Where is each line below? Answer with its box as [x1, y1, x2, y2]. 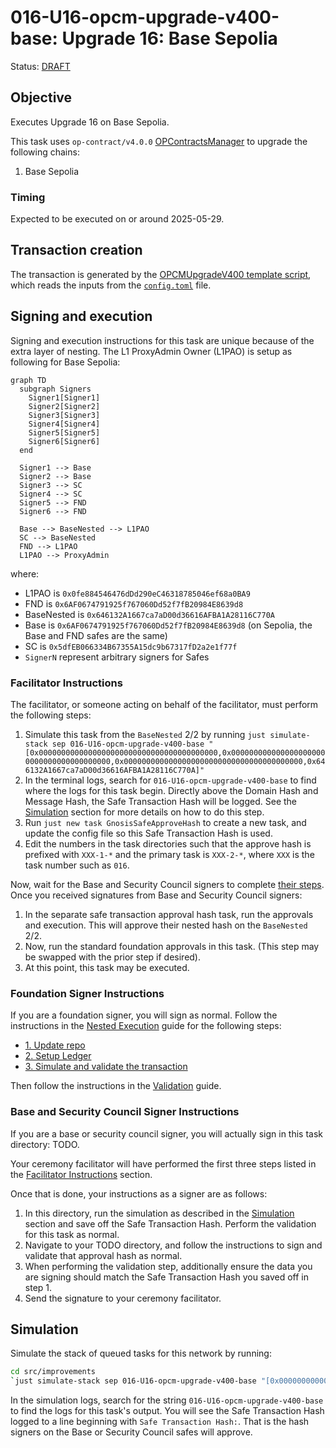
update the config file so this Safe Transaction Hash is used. [24, 827, 273, 839]
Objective [10, 89, 73, 106]
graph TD [10, 375, 47, 385]
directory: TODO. [10, 1138, 80, 1150]
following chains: [10, 146, 80, 158]
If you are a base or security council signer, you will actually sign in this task [10, 1127, 323, 1140]
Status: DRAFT [10, 60, 71, 72]
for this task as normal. [24, 1228, 120, 1240]
